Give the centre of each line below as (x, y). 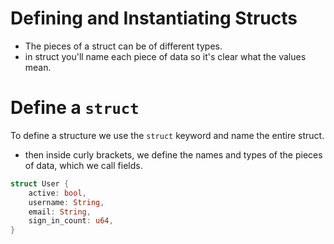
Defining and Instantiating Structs (154, 18)
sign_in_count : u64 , (71, 221)
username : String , (66, 202)
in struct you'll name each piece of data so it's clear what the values (165, 56)
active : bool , (57, 193)
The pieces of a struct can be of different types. (123, 46)
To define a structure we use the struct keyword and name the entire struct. (167, 135)
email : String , (60, 212)
